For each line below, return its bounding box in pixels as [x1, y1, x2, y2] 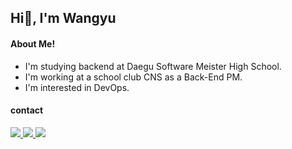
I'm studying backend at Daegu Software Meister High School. [24, 60, 282, 72]
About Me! [10, 37, 56, 50]
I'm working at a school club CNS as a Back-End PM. [24, 71, 243, 83]
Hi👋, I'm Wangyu [10, 10, 117, 27]
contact [10, 104, 44, 116]
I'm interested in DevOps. [24, 81, 130, 93]
